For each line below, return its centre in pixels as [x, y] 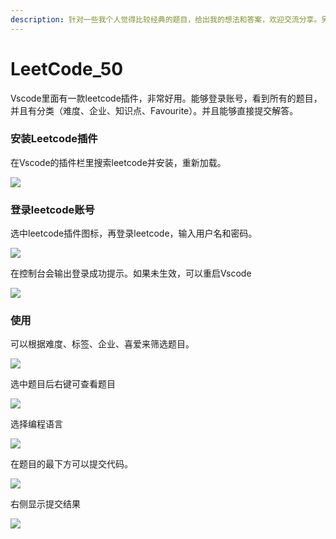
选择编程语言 [36, 424]
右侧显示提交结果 [45, 504]
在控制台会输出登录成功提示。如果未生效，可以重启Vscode [131, 273]
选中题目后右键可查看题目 [63, 384]
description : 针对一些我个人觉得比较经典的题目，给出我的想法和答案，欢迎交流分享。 [166, 19]
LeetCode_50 [67, 68]
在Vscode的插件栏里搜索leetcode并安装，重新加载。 [118, 162]
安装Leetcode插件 [54, 139]
